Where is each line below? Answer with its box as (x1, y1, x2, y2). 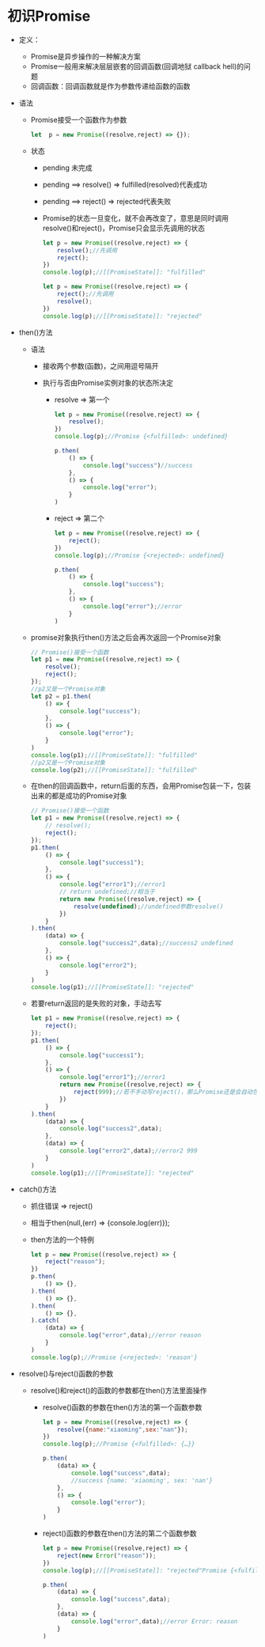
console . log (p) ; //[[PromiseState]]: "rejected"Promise (42, 1566, 227, 1574)
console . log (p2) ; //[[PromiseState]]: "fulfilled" (30, 766, 199, 774)
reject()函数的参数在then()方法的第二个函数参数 (42, 1528, 197, 1539)
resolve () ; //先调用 (57, 246, 118, 254)
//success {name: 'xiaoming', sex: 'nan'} (70, 1476, 214, 1484)
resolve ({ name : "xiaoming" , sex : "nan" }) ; (57, 1426, 189, 1433)
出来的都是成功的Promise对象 (30, 791, 127, 801)
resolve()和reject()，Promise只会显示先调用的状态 (42, 223, 205, 233)
